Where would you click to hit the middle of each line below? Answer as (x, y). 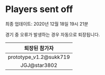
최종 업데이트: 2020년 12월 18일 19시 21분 (47, 24)
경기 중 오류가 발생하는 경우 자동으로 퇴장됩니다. (53, 34)
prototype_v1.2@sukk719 (39, 57)
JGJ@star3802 (39, 65)
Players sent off (39, 9)
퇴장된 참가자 (39, 48)
